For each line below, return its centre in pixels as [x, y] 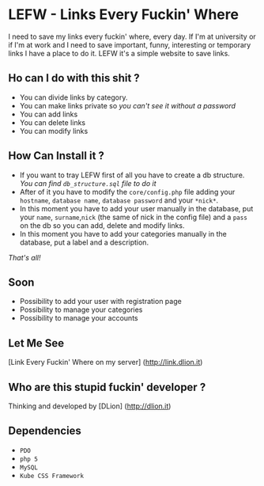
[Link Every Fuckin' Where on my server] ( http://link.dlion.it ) [106, 363]
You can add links [49, 114]
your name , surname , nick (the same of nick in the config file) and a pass [133, 217]
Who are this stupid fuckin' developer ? [107, 387]
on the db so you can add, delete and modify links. [102, 225]
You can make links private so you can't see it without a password [127, 105]
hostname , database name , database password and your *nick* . [119, 200]
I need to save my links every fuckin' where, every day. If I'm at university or [132, 36]
